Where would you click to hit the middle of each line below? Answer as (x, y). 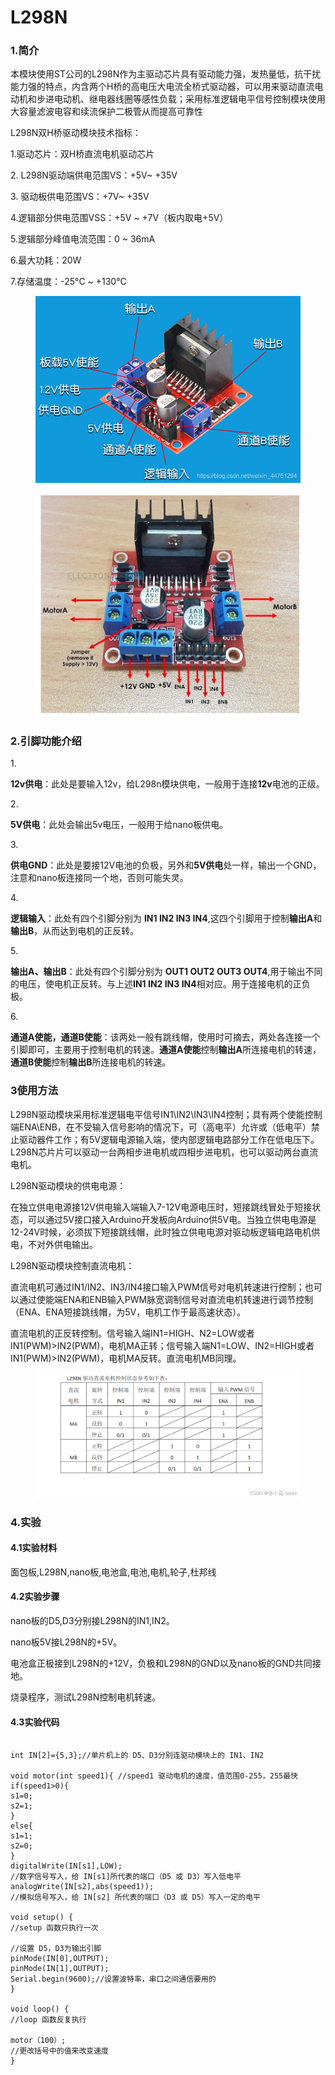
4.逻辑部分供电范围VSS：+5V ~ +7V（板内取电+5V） (119, 218)
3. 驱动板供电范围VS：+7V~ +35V (80, 197)
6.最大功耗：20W (46, 260)
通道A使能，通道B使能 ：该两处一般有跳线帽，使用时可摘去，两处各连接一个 (165, 1037)
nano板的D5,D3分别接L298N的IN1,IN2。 (92, 1620)
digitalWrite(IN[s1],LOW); (66, 1866)
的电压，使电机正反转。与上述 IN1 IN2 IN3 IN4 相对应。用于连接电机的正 (156, 984)
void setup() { (42, 1917)
